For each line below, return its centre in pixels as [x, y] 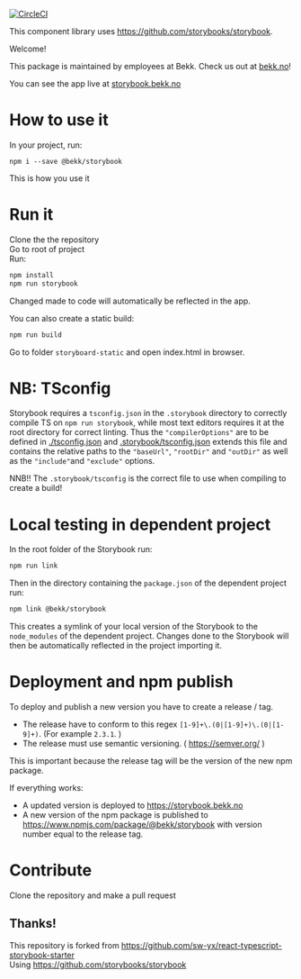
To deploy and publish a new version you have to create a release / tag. [142, 707]
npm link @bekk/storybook [58, 609]
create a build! [36, 488]
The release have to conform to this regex [100, 724]
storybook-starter [42, 955]
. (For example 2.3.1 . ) [80, 734]
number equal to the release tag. [83, 834]
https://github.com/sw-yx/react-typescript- [202, 945]
